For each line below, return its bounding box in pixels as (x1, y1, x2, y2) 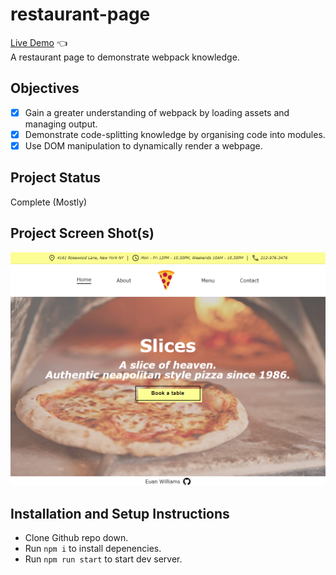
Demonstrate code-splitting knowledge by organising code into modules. (24, 128, 326, 140)
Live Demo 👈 (10, 36, 68, 48)
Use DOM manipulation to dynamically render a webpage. (24, 139, 263, 152)
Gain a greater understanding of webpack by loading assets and (24, 106, 290, 118)
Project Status (10, 169, 102, 187)
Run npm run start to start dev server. (24, 553, 183, 565)
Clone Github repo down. (24, 531, 129, 543)
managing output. (24, 118, 98, 130)
